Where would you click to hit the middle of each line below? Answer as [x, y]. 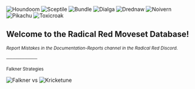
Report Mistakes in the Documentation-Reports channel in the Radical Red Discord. [92, 48]
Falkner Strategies [25, 69]
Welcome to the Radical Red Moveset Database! [98, 34]
